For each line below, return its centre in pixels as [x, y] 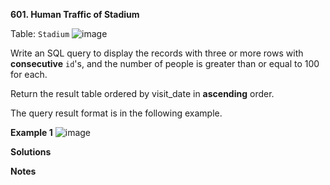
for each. [29, 74]
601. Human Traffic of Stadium [75, 14]
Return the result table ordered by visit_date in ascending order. [142, 93]
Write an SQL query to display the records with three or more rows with [157, 53]
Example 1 [31, 132]
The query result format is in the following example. [116, 113]
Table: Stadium [40, 33]
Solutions [31, 152]
